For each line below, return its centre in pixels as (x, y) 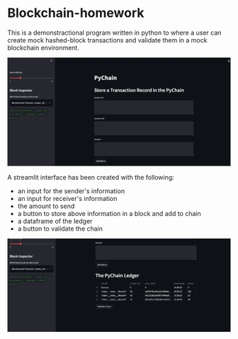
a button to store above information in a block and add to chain (109, 214)
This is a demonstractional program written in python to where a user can (114, 33)
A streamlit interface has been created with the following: (91, 178)
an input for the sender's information (71, 191)
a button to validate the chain (60, 229)
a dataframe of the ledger (55, 222)
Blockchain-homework (76, 13)
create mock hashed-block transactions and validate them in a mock (107, 40)
